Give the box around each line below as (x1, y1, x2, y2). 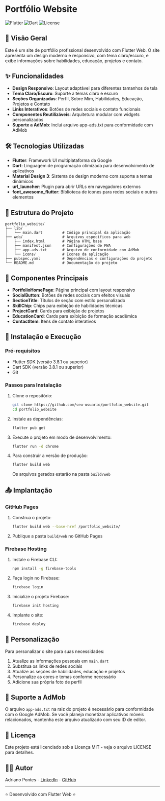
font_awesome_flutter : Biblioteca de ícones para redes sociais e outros (12, 189, 158, 195)
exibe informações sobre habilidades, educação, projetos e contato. (5, 58, 143, 64)
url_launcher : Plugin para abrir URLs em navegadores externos (12, 184, 141, 190)
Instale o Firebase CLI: (12, 557, 58, 563)
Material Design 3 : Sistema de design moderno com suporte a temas (12, 173, 153, 179)
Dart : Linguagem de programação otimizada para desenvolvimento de (12, 163, 155, 169)
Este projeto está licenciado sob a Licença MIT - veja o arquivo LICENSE (5, 744, 152, 750)
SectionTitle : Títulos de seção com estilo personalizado (12, 298, 126, 303)
